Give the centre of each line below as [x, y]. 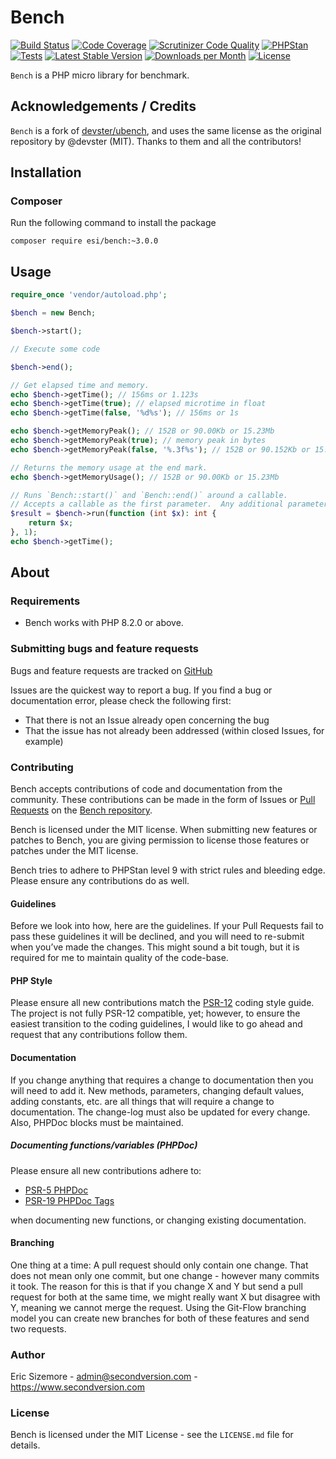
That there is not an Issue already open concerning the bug [147, 720]
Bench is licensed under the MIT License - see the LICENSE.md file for [152, 1435]
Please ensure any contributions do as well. [100, 881]
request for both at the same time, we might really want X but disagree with [165, 1297]
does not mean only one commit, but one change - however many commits [165, 1275]
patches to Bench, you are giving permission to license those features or [160, 840]
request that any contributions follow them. [99, 1035]
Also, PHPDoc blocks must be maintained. [97, 1122]
